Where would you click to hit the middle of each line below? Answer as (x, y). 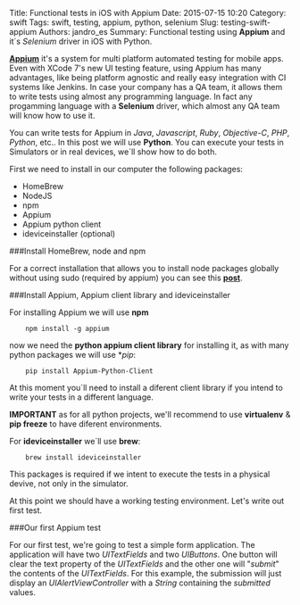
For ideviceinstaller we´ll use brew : (75, 441)
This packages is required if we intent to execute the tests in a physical (140, 474)
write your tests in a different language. (81, 397)
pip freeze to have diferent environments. (86, 424)
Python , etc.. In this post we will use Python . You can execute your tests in (146, 142)
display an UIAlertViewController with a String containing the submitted (140, 583)
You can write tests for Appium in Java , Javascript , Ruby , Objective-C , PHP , (150, 133)
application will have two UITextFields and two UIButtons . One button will (144, 554)
